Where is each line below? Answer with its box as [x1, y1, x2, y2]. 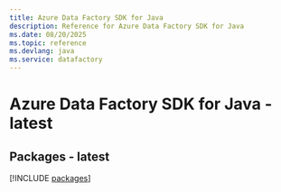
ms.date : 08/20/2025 [9, 30, 88, 39]
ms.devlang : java [9, 47, 75, 56]
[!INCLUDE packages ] [9, 173, 91, 183]
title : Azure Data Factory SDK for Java [9, 13, 164, 23]
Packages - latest [9, 149, 110, 164]
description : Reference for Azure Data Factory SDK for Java [9, 22, 245, 31]
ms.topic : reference [9, 38, 88, 48]
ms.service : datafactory [9, 55, 103, 64]
